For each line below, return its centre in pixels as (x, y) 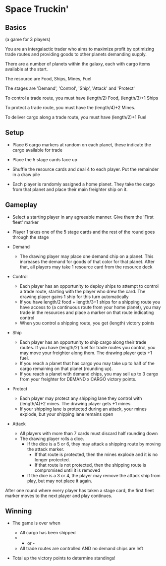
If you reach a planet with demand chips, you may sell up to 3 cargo (89, 374)
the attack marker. (46, 449)
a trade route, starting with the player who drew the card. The (83, 291)
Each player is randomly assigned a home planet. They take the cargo (83, 184)
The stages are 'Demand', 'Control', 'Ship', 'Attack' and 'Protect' (70, 88)
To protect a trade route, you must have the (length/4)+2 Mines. (70, 107)
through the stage (30, 237)
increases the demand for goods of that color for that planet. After (87, 261)
